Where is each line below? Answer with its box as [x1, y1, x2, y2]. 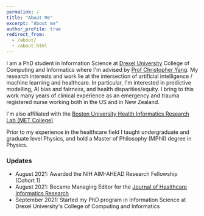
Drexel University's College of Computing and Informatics [15, 203, 160, 210]
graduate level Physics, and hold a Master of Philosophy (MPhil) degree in [6, 134, 192, 142]
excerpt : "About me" [6, 20, 59, 26]
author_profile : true [6, 26, 62, 32]
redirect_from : [6, 32, 45, 38]
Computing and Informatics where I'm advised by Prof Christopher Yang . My [6, 66, 199, 73]
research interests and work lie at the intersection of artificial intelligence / [6, 72, 193, 80]
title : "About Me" [6, 15, 53, 21]
